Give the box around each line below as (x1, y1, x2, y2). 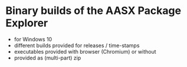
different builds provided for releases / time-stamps (14, 42, 140, 49)
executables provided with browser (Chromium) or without (14, 48, 157, 55)
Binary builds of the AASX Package (5, 4, 181, 17)
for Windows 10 (14, 36, 53, 43)
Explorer (5, 16, 48, 30)
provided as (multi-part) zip (14, 54, 81, 61)
